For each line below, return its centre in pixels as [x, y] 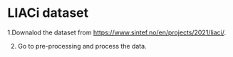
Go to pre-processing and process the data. [82, 46]
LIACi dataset [48, 13]
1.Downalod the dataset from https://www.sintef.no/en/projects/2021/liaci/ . [117, 32]
